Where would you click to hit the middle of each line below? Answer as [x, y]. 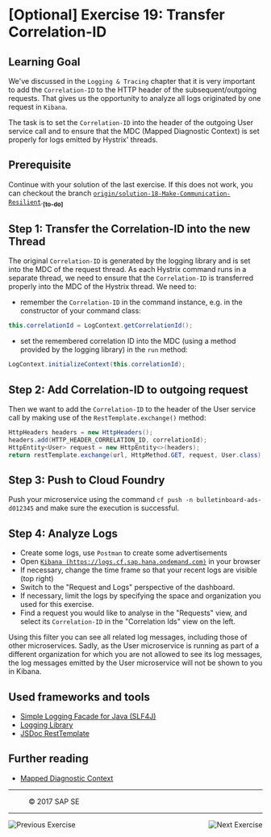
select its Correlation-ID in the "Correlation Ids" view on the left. [128, 621]
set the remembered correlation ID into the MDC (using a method [128, 341]
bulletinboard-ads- [229, 500]
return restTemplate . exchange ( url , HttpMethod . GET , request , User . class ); [137, 455]
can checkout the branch [50, 193]
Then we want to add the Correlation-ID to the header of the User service [132, 408]
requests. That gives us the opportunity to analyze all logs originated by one [135, 98]
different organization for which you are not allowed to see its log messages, [135, 655]
